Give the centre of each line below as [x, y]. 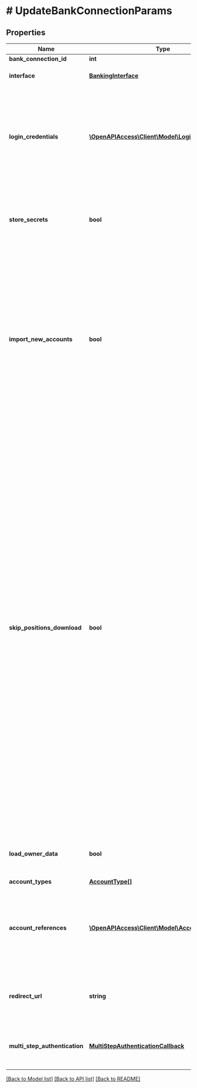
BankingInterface [114, 76]
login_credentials [34, 137]
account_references [38, 928]
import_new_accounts [41, 339]
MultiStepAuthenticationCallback [137, 1046]
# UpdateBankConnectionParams [89, 11]
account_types [30, 882]
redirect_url [26, 996]
